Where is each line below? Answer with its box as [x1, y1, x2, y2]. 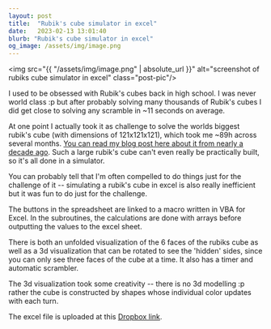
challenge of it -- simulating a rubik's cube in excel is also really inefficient [8, 180, 256, 190]
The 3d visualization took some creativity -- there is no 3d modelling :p [8, 279, 245, 288]
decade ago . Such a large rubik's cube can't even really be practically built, [8, 147, 260, 157]
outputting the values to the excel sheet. [8, 222, 143, 232]
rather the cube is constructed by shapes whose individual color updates [8, 288, 252, 297]
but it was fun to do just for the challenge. [8, 189, 148, 199]
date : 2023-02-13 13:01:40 [8, 27, 107, 35]
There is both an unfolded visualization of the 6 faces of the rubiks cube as [8, 237, 259, 247]
